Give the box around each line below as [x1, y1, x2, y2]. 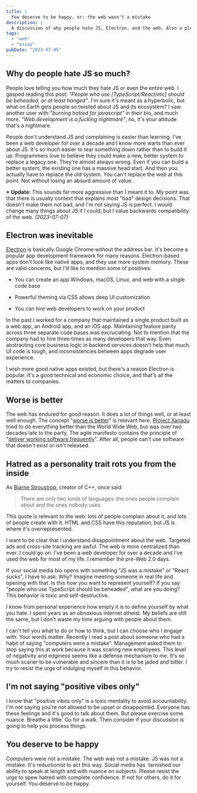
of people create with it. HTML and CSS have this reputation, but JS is [6, 519, 175, 526]
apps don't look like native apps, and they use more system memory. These [6, 258, 189, 265]
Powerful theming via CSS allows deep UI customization [14, 294, 151, 301]
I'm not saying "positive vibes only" [6, 682, 140, 692]
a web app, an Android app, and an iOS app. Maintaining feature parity [6, 323, 176, 330]
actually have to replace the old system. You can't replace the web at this [6, 171, 183, 178]
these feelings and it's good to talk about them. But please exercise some [6, 709, 184, 717]
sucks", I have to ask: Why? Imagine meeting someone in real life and [6, 573, 173, 580]
